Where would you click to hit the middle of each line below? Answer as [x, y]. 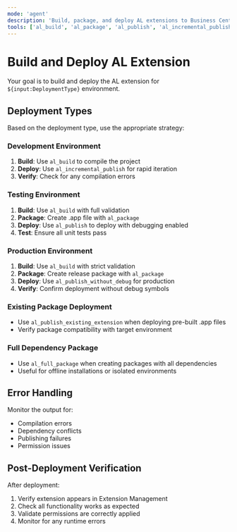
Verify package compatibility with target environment [95, 330]
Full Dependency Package [53, 348]
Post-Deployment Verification [74, 468]
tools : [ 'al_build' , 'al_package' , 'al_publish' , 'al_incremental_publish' [121, 27]
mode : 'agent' [28, 14]
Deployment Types [50, 111]
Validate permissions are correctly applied [79, 514]
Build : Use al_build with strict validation [76, 266]
